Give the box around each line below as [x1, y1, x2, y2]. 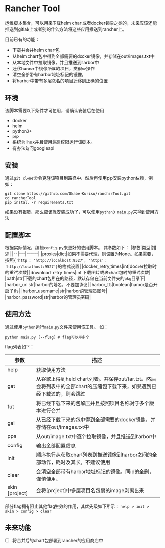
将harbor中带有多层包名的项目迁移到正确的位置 [12, 77, 108, 84]
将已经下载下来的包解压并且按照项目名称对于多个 [36, 400, 150, 407]
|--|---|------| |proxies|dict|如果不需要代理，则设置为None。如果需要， [12, 251, 156, 257]
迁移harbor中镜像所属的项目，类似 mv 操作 [12, 65, 95, 71]
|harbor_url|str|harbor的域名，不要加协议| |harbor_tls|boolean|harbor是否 [5, 282, 153, 288]
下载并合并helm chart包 [12, 47, 60, 53]
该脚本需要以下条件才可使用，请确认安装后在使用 [5, 107, 104, 113]
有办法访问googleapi [12, 145, 55, 151]
